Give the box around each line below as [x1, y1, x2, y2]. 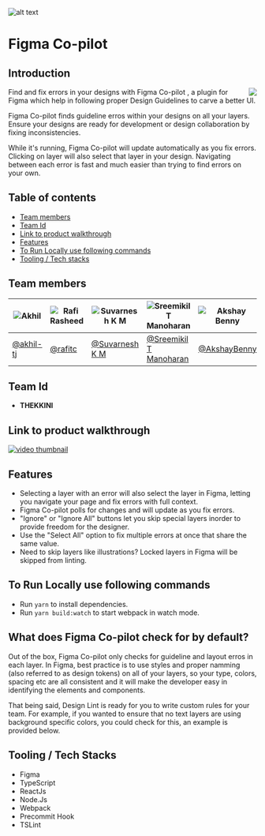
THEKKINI [19, 401, 54, 411]
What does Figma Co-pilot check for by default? [8, 631, 249, 644]
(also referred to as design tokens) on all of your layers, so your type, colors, [8, 668, 257, 678]
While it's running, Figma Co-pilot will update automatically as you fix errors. [8, 143, 256, 152]
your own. [8, 168, 41, 178]
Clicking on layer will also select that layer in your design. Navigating [8, 152, 231, 161]
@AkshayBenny [198, 343, 257, 354]
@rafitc [50, 343, 77, 354]
